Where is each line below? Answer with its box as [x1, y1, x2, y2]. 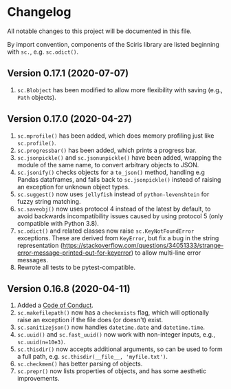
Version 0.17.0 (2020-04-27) [7, 113, 133, 125]
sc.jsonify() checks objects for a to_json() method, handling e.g [16, 168, 205, 176]
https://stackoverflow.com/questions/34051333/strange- [62, 241, 224, 249]
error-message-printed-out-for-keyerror [16, 249, 132, 257]
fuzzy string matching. [16, 197, 81, 205]
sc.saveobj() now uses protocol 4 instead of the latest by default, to [16, 204, 211, 213]
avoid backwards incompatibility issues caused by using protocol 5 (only [16, 211, 223, 220]
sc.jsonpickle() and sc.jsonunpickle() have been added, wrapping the [16, 153, 222, 162]
